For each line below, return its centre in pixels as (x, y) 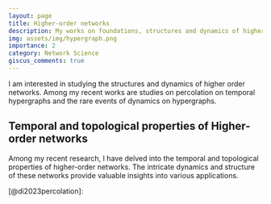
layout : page (30, 16)
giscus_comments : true (46, 61)
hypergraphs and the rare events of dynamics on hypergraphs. (113, 101)
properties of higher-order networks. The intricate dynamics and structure (132, 167)
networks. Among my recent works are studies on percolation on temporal (132, 92)
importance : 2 (32, 46)
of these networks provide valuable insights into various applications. (124, 175)
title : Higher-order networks (59, 23)
